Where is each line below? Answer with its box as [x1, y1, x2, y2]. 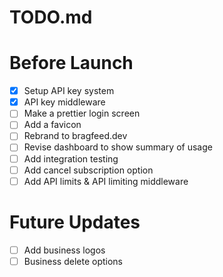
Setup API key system [23, 85, 115, 97]
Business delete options [23, 255, 123, 267]
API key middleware [23, 96, 106, 108]
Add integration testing [23, 152, 119, 165]
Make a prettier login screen [23, 107, 141, 120]
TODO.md [9, 6, 93, 29]
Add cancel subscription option [23, 164, 154, 176]
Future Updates [9, 211, 141, 233]
